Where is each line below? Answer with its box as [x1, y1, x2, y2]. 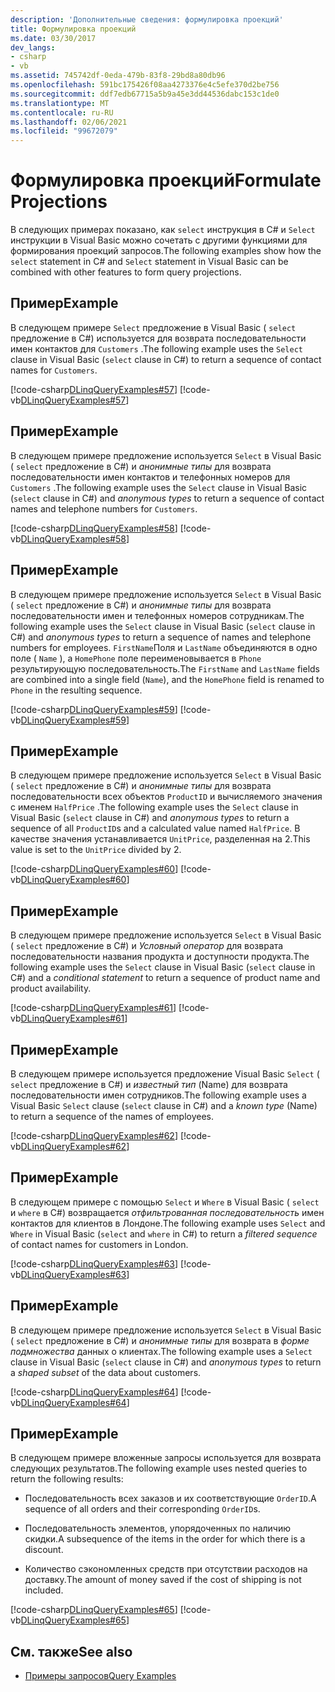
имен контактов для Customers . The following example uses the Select [10, 342, 303, 355]
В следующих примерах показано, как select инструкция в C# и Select [10, 224, 316, 236]
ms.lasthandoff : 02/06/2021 [10, 117, 128, 127]
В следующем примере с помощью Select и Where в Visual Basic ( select [10, 1196, 320, 1208]
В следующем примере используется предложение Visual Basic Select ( [10, 1067, 320, 1080]
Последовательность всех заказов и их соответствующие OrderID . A [24, 1492, 317, 1505]
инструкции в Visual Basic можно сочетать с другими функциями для [10, 234, 308, 246]
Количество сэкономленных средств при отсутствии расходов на [24, 1563, 308, 1575]
